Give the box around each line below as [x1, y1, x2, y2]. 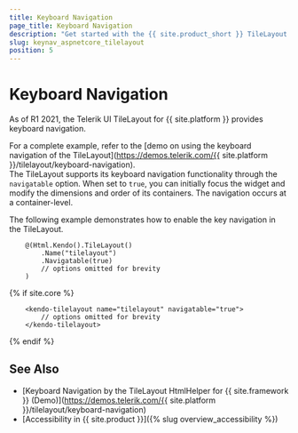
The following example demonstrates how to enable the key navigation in [9, 214, 277, 225]
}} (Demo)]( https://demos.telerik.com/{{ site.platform [21, 395, 216, 405]
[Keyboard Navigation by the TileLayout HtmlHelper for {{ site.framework [21, 385, 289, 396]
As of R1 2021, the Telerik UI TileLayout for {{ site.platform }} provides [9, 114, 263, 124]
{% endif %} [9, 336, 55, 347]
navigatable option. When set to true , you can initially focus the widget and [9, 179, 286, 189]
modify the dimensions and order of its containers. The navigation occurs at [9, 188, 286, 198]
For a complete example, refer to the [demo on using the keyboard [9, 140, 252, 151]
